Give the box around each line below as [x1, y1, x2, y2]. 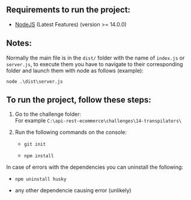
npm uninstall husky [14, 177, 67, 183]
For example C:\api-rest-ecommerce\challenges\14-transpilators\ [14, 117, 182, 124]
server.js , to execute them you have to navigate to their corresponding [6, 60, 183, 68]
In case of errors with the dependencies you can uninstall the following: [6, 163, 183, 171]
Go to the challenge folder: [14, 111, 81, 118]
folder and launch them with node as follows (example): [6, 67, 144, 74]
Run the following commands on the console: [14, 129, 127, 136]
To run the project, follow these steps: [6, 95, 151, 105]
